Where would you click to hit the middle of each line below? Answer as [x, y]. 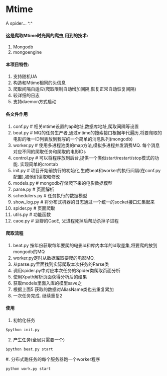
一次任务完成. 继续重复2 [38, 295]
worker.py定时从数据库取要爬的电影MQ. [54, 258]
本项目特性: [18, 64]
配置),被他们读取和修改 [36, 177]
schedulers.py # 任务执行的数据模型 [50, 195]
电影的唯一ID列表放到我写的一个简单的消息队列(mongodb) [73, 139]
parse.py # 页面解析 [34, 189]
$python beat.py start [29, 349]
